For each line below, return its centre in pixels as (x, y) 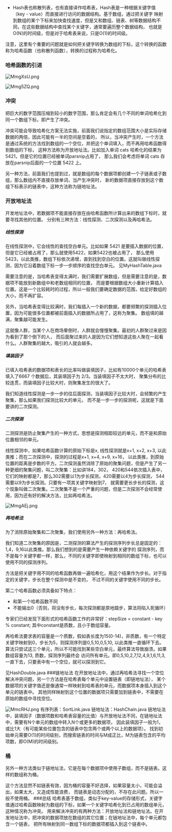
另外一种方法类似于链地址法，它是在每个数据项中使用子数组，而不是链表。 (84, 768)
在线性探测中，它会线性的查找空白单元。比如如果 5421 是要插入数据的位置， (86, 246)
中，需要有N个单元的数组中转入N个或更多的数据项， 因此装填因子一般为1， (84, 722)
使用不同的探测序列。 (28, 562)
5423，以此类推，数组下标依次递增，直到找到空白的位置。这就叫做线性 (80, 259)
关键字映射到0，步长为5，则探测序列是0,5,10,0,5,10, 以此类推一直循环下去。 (85, 642)
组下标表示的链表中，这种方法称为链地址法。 (52, 186)
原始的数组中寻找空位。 (30, 698)
